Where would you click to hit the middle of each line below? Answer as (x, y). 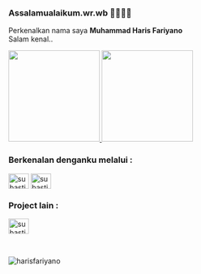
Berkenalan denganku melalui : (71, 160)
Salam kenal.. (31, 39)
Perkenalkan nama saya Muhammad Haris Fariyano (96, 31)
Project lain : (34, 205)
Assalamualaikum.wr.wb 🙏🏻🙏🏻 (70, 13)
